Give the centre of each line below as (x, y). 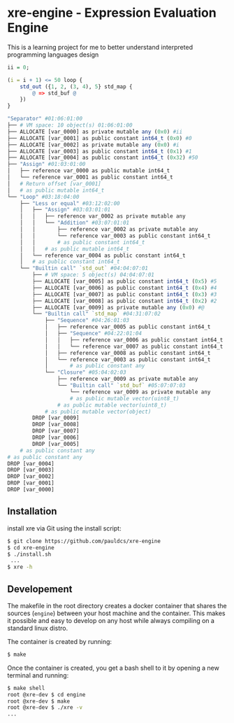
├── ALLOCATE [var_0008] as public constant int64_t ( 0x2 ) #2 (125, 301)
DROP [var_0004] (31, 463)
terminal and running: (38, 675)
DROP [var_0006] (56, 438)
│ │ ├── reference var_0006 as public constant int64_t (134, 340)
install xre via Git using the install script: (64, 528)
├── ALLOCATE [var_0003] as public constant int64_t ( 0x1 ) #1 (100, 151)
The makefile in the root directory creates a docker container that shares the (117, 605)
